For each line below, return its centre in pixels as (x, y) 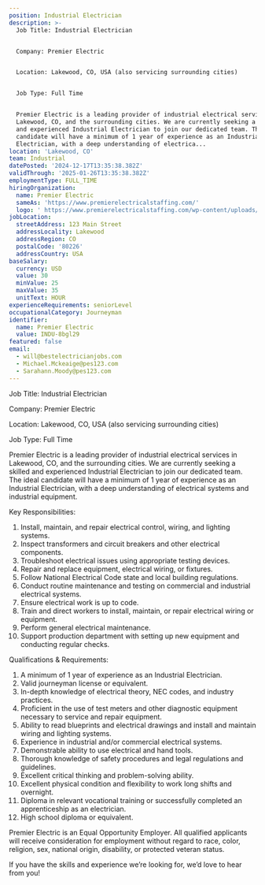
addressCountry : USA (50, 254)
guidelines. (38, 767)
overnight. (37, 792)
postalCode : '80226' (50, 246)
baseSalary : (28, 261)
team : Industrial (37, 158)
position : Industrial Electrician (66, 15)
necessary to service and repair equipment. (91, 716)
